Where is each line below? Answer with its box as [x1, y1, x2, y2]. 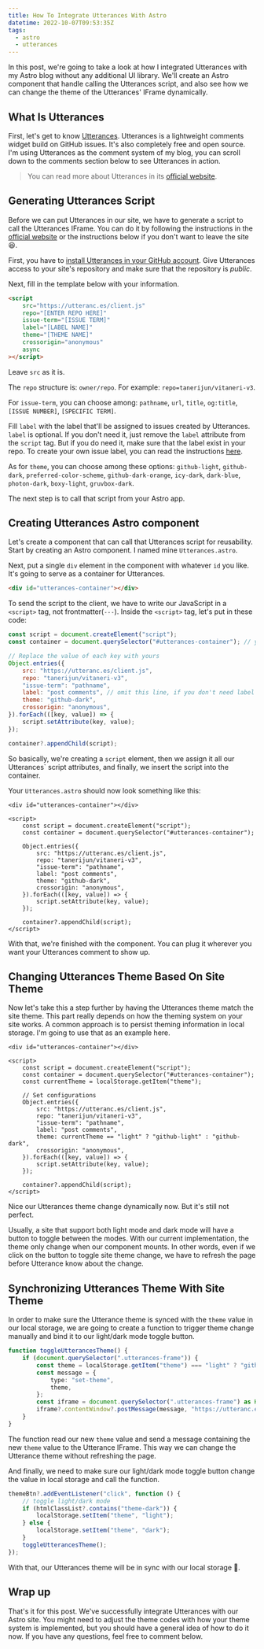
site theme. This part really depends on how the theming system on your [8, 1011, 244, 1021]
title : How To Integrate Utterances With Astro [8, 11, 167, 20]
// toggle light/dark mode [22, 1497, 111, 1505]
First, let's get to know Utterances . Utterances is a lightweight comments [8, 131, 244, 140]
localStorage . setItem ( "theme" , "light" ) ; [36, 1512, 174, 1520]
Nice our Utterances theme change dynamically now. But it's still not [8, 1202, 229, 1211]
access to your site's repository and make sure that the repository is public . [8, 264, 253, 273]
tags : [8, 26, 26, 34]
